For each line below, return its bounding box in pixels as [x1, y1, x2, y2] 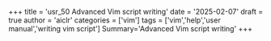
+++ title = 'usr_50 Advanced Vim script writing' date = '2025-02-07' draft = [8, 7, 264, 16]
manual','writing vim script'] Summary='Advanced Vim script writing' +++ [8, 24, 253, 33]
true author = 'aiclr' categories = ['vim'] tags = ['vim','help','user [8, 15, 221, 25]
